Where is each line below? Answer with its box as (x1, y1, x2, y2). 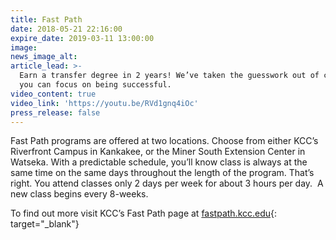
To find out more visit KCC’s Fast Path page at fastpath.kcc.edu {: (10, 207, 278, 220)
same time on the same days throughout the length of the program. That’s (10, 167, 315, 179)
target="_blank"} (10, 218, 80, 230)
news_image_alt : (10, 52, 78, 62)
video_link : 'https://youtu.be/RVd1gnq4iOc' (10, 98, 199, 108)
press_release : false (10, 107, 101, 118)
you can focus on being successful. (19, 80, 172, 90)
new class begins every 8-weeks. (10, 188, 149, 200)
